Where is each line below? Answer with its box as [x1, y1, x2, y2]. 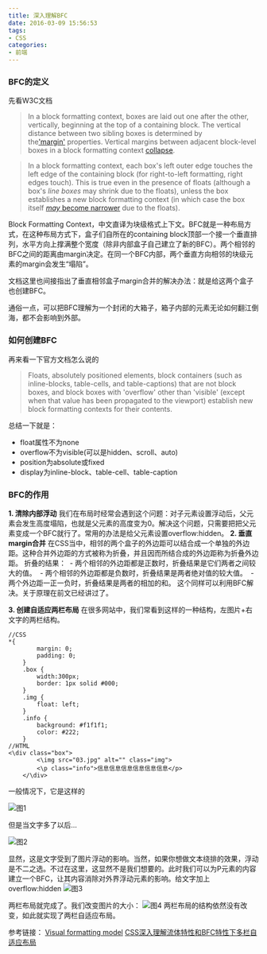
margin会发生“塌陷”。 [21, 259, 93, 269]
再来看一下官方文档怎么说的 [8, 355, 99, 364]
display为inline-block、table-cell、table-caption [19, 467, 178, 477]
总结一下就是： [8, 421, 57, 430]
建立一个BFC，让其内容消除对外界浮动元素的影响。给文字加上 [8, 874, 211, 883]
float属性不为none [19, 437, 79, 447]
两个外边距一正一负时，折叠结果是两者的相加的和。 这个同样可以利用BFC [8, 578, 247, 588]
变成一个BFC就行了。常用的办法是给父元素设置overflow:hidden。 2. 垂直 [14, 528, 253, 537]
